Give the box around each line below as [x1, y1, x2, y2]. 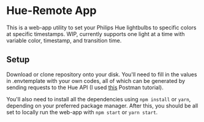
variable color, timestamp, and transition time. [6, 37, 122, 44]
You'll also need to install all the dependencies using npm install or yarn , [6, 95, 191, 102]
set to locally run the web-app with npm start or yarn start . [6, 108, 158, 116]
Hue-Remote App [6, 4, 97, 18]
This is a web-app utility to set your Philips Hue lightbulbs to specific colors [6, 24, 197, 31]
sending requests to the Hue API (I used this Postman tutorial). [6, 84, 164, 91]
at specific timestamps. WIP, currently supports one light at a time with [6, 30, 185, 37]
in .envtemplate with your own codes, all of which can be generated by [6, 77, 186, 84]
